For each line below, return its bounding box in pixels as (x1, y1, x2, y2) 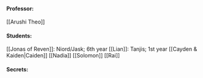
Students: (6, 32, 32, 39)
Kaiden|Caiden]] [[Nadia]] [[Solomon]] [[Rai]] (6, 52, 120, 59)
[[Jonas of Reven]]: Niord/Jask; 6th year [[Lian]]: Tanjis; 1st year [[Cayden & (6, 45, 197, 53)
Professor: (6, 5, 34, 12)
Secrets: (6, 66, 29, 73)
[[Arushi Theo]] (6, 18, 45, 25)
